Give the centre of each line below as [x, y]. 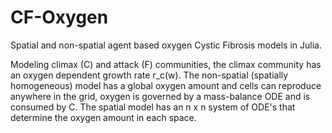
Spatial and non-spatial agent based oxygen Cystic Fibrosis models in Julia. [166, 45]
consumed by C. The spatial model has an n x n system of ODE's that [153, 107]
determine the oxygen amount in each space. [103, 117]
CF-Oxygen [59, 17]
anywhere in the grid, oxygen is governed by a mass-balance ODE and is [160, 96]
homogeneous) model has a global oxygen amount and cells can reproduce [166, 85]
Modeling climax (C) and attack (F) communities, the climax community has [166, 64]
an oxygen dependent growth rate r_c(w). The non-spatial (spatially [149, 75]
